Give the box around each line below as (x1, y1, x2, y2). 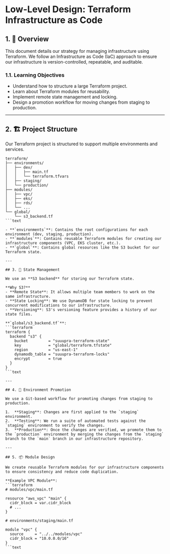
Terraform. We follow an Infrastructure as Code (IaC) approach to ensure (5, 53, 157, 59)
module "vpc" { (5, 527, 37, 532)
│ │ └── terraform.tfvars (5, 174, 69, 179)
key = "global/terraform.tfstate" (14, 343, 112, 348)
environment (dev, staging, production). (5, 232, 94, 237)
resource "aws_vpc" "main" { (5, 496, 67, 501)
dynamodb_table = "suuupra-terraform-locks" (14, 352, 110, 357)
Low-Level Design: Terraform (5, 4, 131, 15)
